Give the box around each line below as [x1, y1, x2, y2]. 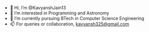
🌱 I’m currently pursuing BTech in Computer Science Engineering [10, 15, 144, 21]
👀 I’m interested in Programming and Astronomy [10, 10, 109, 16]
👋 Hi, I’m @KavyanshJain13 [10, 5, 66, 10]
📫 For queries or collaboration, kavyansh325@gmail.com [10, 21, 129, 27]
